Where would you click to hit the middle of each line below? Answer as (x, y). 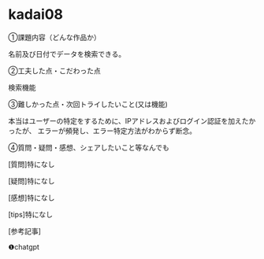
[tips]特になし (31, 214)
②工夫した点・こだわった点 (54, 70)
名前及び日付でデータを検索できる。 (67, 54)
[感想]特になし (32, 198)
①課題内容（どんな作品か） (54, 37)
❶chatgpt (24, 246)
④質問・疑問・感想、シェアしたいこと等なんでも (89, 147)
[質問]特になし (32, 164)
